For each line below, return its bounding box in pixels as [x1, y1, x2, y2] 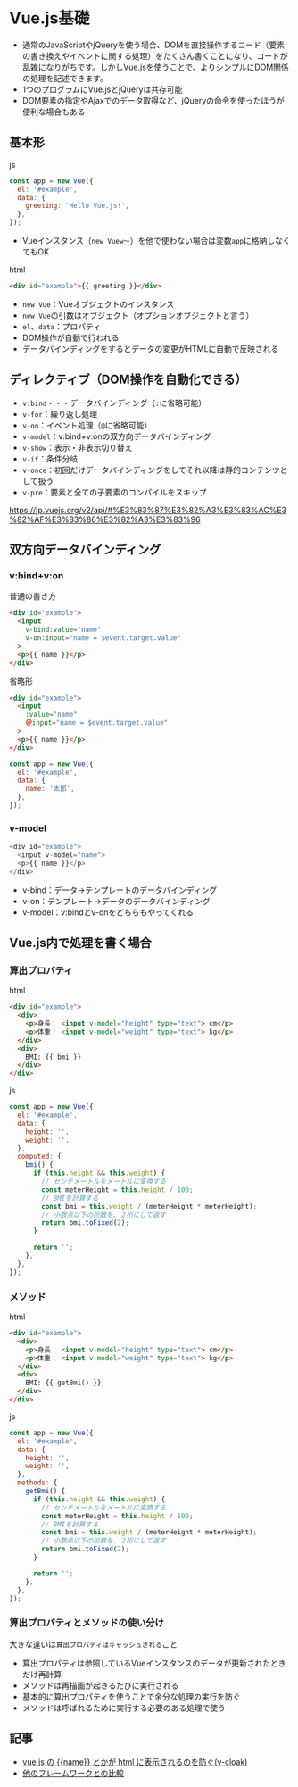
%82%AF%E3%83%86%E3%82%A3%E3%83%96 [9, 514, 201, 525]
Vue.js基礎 [9, 8, 90, 29]
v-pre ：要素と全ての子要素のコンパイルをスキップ [21, 486, 207, 497]
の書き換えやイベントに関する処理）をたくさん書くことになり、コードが [21, 50, 288, 61]
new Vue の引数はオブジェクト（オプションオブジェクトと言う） [21, 310, 254, 320]
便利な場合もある [21, 106, 86, 117]
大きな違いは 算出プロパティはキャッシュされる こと [9, 1639, 178, 1650]
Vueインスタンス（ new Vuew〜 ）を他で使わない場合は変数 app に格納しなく [21, 236, 291, 245]
